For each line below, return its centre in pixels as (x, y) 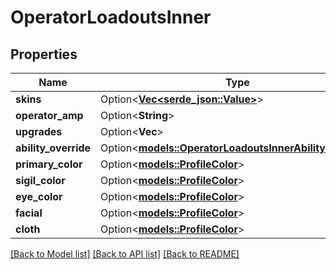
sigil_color (40, 180)
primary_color (49, 164)
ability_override (53, 148)
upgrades (39, 131)
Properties (44, 54)
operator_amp (49, 115)
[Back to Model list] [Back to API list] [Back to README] (125, 254)
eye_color (39, 196)
